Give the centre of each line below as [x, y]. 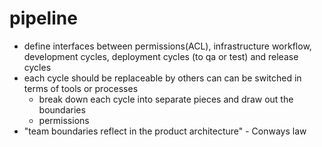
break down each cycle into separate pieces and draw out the [166, 99]
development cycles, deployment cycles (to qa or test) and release [161, 56]
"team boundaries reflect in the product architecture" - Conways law [165, 131]
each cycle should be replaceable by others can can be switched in [162, 78]
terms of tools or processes [81, 88]
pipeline [43, 18]
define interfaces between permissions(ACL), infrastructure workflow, [167, 46]
